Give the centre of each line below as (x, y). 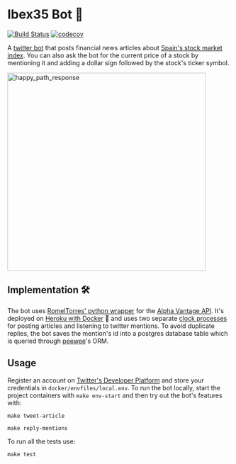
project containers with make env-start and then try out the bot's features (115, 395)
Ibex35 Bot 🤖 (45, 15)
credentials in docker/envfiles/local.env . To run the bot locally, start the (114, 387)
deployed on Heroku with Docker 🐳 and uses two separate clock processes (117, 318)
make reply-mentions (38, 428)
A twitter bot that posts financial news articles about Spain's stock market (115, 47)
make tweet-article (36, 416)
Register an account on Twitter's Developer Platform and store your (106, 380)
